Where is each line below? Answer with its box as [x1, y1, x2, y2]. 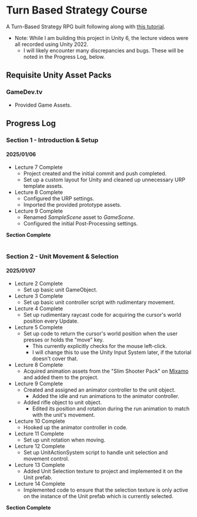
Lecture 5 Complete [14, 324, 63, 331]
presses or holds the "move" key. [23, 336, 104, 343]
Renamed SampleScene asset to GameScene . [23, 214, 135, 221]
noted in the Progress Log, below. [23, 53, 105, 60]
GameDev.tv [6, 88, 43, 96]
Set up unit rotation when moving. [23, 436, 106, 443]
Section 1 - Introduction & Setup [6, 136, 99, 144]
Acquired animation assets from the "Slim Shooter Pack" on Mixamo [23, 367, 189, 375]
